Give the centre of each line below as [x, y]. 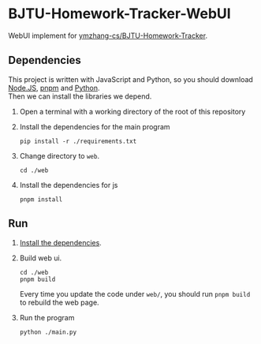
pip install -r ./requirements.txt [78, 141]
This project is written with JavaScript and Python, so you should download [131, 79]
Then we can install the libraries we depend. [80, 96]
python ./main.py [48, 332]
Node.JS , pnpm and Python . [54, 88]
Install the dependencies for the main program [95, 126]
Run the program [47, 317]
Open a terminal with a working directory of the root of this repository [132, 111]
